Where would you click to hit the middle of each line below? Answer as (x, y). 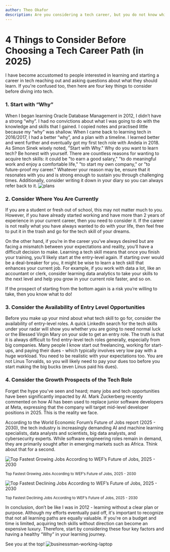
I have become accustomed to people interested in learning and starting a (82, 75)
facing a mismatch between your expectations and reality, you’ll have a (79, 247)
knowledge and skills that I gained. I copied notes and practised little (77, 126)
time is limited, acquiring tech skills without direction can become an (77, 523)
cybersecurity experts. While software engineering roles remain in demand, (84, 438)
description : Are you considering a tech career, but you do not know (81, 15)
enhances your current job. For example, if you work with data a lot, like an (83, 268)
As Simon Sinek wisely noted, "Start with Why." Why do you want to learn (82, 148)
